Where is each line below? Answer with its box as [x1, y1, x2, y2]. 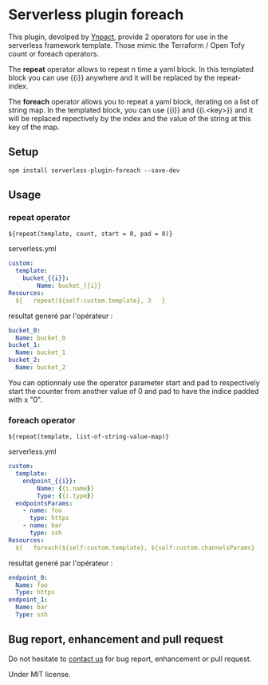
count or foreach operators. [8, 49, 100, 58]
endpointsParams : [15, 499, 73, 507]
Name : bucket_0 [15, 333, 66, 342]
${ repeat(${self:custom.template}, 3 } [15, 297, 166, 305]
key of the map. [8, 122, 60, 132]
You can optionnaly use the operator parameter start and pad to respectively [8, 377, 260, 388]
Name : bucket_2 [15, 364, 66, 372]
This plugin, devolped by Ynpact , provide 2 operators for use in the [8, 32, 229, 41]
